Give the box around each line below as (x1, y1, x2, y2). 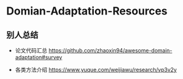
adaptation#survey (15, 54, 62, 61)
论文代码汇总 (15, 47, 47, 54)
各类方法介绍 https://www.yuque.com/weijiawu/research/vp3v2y (15, 66, 177, 73)
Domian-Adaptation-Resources (6, 4, 168, 18)
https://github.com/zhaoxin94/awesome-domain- (48, 47, 173, 54)
